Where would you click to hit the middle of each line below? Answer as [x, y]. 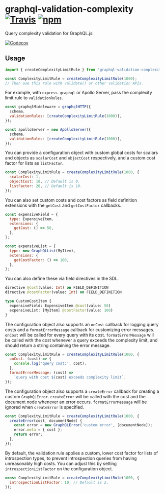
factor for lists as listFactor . [34, 163]
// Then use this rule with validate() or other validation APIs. [74, 83]
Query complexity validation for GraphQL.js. [50, 33]
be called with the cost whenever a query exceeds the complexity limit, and [82, 340]
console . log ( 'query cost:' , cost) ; [50, 364]
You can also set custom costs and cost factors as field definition [71, 200]
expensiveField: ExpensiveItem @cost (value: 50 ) [60, 305]
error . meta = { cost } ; [38, 430]
